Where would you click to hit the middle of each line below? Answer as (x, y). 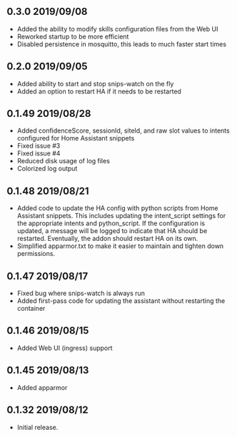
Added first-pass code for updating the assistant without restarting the (121, 301)
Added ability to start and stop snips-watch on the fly (95, 83)
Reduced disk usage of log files (63, 161)
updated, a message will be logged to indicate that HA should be (112, 231)
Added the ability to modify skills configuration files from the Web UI (117, 29)
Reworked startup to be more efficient (73, 36)
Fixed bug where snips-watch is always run (81, 293)
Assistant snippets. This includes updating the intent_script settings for (121, 216)
